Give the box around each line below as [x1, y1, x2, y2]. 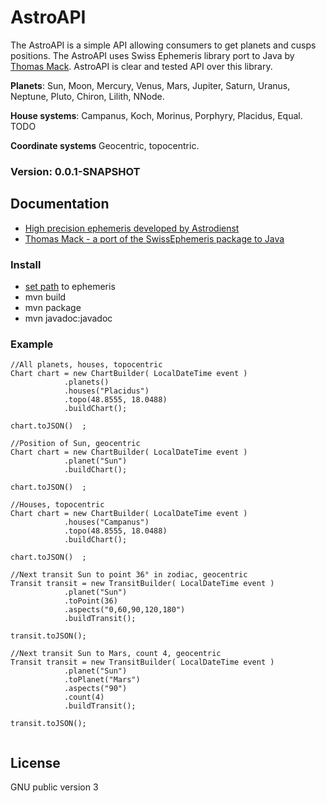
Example [10, 337, 54, 351]
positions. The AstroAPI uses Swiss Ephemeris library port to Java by [10, 49, 295, 61]
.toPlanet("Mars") [63, 675, 141, 685]
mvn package [24, 301, 82, 313]
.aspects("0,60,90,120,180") [63, 605, 186, 615]
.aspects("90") [63, 684, 128, 694]
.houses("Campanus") [63, 517, 150, 528]
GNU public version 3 [10, 781, 99, 793]
